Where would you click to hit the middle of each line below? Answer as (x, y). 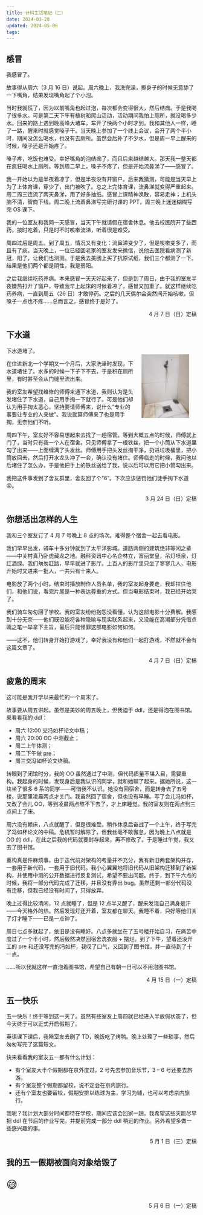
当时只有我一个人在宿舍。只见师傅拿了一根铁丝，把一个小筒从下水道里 (109, 442)
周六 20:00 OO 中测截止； (47, 738)
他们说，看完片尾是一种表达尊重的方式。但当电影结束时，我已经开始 (107, 591)
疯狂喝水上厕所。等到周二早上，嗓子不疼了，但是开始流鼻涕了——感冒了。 (104, 166)
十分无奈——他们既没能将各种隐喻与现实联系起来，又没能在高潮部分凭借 (101, 619)
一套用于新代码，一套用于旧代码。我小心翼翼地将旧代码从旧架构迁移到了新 (99, 868)
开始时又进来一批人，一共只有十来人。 (54, 571)
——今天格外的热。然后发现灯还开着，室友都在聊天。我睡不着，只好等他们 (99, 911)
